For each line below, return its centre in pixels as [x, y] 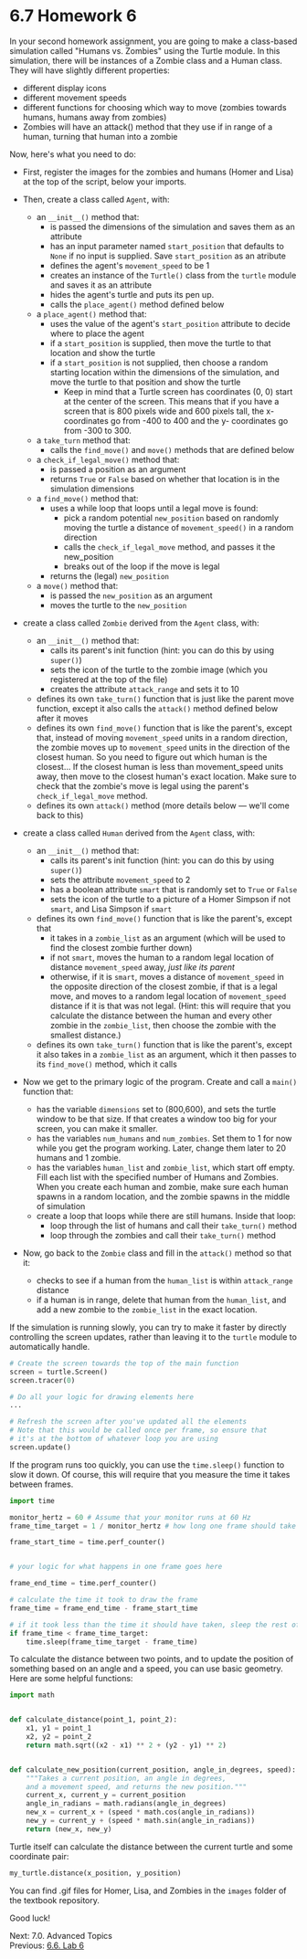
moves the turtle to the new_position [118, 605]
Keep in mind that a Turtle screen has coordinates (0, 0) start [178, 391]
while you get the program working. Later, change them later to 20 [161, 1148]
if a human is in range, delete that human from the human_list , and [161, 1300]
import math [32, 1695]
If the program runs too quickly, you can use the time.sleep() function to [147, 1464]
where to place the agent [97, 333]
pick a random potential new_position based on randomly [171, 518]
